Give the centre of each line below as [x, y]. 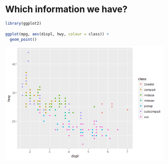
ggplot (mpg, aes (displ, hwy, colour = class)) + [57, 34]
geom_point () [23, 39]
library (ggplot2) [23, 23]
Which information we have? [66, 9]
